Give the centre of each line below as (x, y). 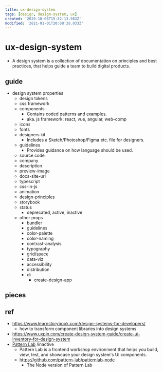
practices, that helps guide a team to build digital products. (71, 66)
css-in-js (28, 186)
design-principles (37, 197)
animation (29, 192)
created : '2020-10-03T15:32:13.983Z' (43, 19)
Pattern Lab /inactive (33, 344)
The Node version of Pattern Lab (59, 365)
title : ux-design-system (30, 10)
